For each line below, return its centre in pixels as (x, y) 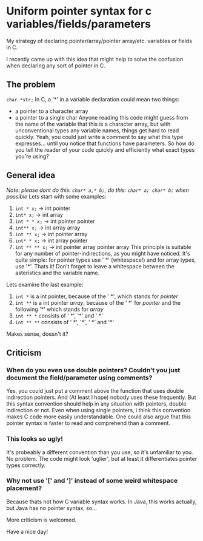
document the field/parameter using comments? (79, 378)
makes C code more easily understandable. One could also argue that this (98, 417)
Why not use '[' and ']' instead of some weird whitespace (92, 481)
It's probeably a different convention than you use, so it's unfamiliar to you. (100, 452)
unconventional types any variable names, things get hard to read (97, 130)
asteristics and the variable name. (57, 273)
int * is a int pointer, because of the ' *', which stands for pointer (97, 296)
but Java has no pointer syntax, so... (52, 508)
